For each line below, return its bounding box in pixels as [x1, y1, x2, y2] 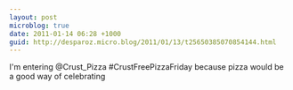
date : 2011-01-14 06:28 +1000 [9, 29, 122, 38]
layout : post [9, 12, 58, 22]
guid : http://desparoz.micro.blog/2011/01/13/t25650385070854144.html [9, 37, 277, 47]
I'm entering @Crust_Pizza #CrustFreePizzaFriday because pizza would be [9, 62, 284, 72]
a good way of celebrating [9, 71, 106, 82]
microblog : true [9, 21, 69, 30]
